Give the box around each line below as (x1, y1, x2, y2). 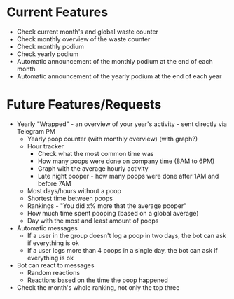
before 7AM (37, 179, 71, 188)
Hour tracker (27, 141, 64, 151)
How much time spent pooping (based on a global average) (27, 209, 199, 217)
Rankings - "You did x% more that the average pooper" (27, 201, 187, 210)
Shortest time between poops (27, 194, 113, 202)
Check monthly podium (16, 42, 85, 50)
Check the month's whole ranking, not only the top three (16, 283, 180, 291)
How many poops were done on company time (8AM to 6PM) (37, 157, 215, 165)
